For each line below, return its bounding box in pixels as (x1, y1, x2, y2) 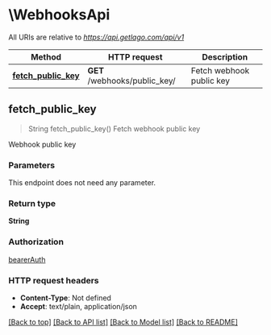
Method (31, 51, 62, 62)
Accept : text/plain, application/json (19, 301, 137, 311)
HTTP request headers (8, 275, 99, 286)
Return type (8, 197, 56, 209)
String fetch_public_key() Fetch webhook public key (27, 123, 201, 134)
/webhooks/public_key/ (87, 75, 176, 86)
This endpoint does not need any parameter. (8, 178, 156, 188)
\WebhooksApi (8, 6, 110, 24)
